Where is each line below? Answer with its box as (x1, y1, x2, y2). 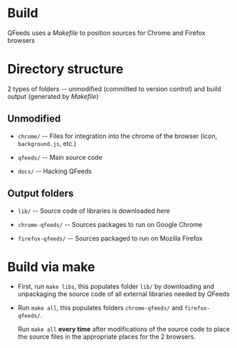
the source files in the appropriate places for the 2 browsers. (17, 332, 196, 341)
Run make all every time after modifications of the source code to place (17, 325, 230, 334)
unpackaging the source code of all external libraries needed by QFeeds (17, 290, 230, 298)
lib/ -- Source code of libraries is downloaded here (17, 206, 171, 215)
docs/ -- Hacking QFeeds (17, 167, 93, 175)
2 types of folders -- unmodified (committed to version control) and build (7, 84, 221, 93)
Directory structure (7, 61, 124, 78)
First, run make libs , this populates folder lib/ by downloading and (17, 283, 215, 291)
